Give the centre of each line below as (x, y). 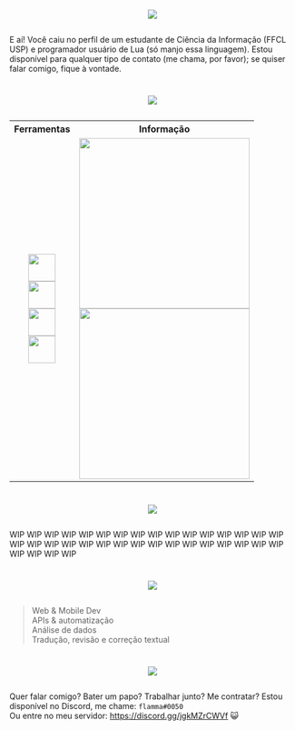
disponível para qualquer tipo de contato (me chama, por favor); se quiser (147, 59)
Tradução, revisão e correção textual (100, 639)
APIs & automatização (73, 620)
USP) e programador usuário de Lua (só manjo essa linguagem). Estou (141, 49)
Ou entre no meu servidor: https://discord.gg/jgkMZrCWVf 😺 (124, 715)
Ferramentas (42, 129)
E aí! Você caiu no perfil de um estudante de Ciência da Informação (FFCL (148, 40)
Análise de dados (64, 630)
